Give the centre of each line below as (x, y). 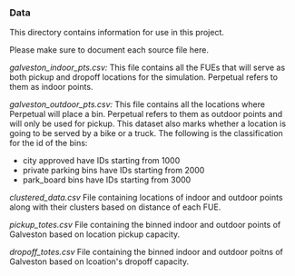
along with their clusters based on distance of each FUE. (115, 207)
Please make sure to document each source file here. (109, 50)
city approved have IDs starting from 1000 (101, 161)
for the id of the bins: (49, 143)
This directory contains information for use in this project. (117, 33)
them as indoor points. (51, 87)
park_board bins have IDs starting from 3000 (107, 180)
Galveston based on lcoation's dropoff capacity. (99, 261)
